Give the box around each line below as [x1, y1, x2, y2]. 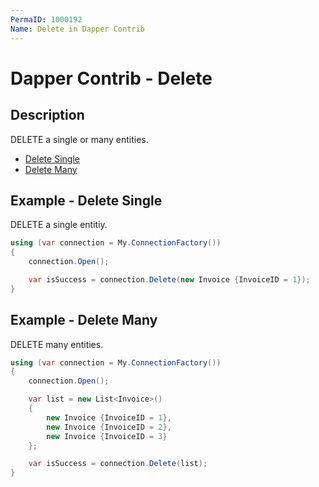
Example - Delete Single [10, 192, 163, 209]
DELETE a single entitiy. [10, 219, 108, 231]
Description [10, 107, 85, 124]
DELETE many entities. [10, 338, 104, 350]
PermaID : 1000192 [10, 14, 83, 25]
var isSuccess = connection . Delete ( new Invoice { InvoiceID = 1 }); [28, 274, 311, 285]
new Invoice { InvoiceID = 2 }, [46, 422, 172, 432]
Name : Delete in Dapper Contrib [10, 24, 145, 34]
